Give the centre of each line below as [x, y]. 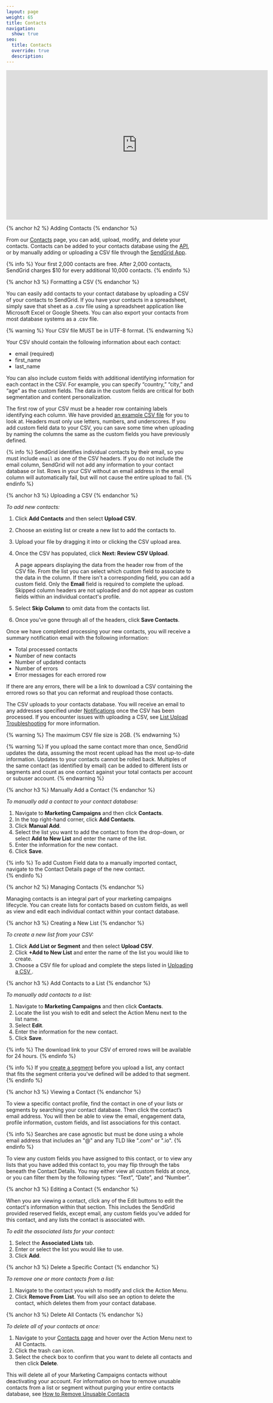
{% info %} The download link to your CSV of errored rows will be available [99, 1050]
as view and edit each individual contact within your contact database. [93, 911]
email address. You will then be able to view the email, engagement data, [96, 1116]
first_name [28, 360]
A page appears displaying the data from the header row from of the [99, 565]
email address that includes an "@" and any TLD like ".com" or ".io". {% [94, 1140]
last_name [27, 366]
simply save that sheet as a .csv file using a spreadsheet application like [95, 306]
